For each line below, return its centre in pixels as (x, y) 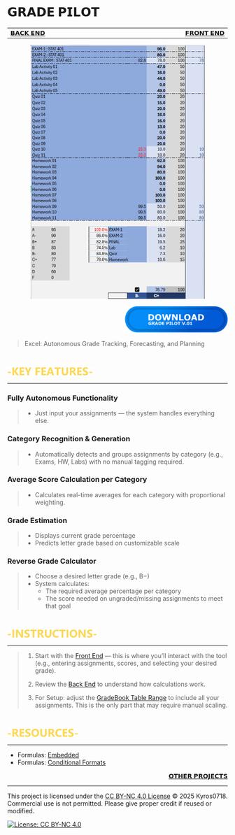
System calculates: (62, 584)
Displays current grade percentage (85, 536)
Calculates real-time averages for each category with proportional (130, 494)
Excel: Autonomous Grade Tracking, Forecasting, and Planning (114, 343)
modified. (21, 811)
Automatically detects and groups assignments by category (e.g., (129, 454)
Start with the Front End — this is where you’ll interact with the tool (131, 656)
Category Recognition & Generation (69, 439)
